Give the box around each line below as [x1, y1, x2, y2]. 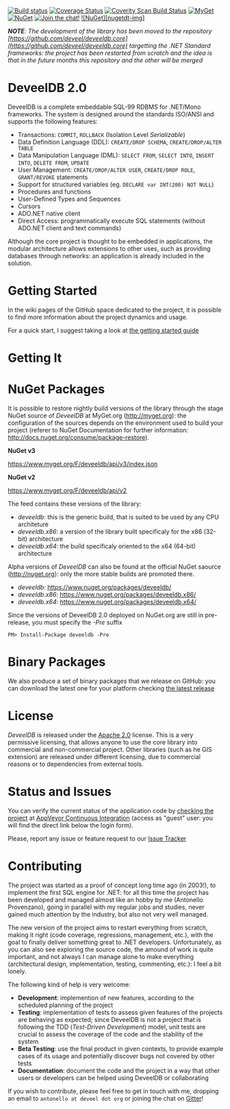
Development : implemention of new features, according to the [17, 993, 194, 1001]
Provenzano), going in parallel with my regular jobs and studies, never [8, 903, 205, 911]
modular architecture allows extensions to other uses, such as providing [8, 244, 211, 253]
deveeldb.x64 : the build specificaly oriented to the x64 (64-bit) [17, 542, 196, 550]
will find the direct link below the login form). [8, 821, 133, 829]
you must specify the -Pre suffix [31, 619, 123, 626]
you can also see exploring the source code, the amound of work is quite [8, 945, 214, 954]
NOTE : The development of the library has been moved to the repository [8, 27, 212, 35]
